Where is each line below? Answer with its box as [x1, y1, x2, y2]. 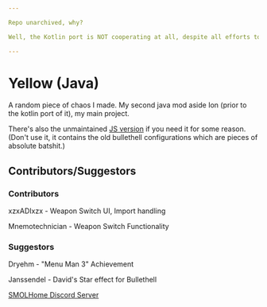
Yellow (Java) [8, 74, 99, 92]
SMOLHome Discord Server [8, 290, 99, 300]
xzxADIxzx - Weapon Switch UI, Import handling [8, 206, 166, 216]
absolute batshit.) [8, 141, 66, 151]
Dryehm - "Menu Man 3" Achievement [8, 259, 134, 269]
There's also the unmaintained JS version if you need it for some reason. [8, 124, 246, 134]
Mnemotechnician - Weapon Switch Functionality [8, 222, 169, 231]
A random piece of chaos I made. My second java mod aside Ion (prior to [8, 100, 247, 110]
